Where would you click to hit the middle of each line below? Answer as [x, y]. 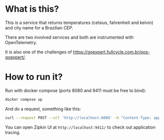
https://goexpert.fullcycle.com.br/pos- [112, 52]
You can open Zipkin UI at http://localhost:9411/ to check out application [81, 127]
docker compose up [24, 99]
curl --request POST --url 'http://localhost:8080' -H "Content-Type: [78, 118]
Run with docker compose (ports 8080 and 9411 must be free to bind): [76, 90]
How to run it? [34, 77]
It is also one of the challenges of [39, 52]
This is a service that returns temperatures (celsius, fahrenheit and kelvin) [79, 23]
